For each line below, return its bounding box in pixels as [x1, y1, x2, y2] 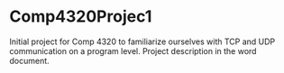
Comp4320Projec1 [9, 6, 152, 27]
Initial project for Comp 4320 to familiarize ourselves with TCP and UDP [9, 36, 276, 47]
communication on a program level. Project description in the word [9, 45, 257, 56]
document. [9, 55, 50, 66]
